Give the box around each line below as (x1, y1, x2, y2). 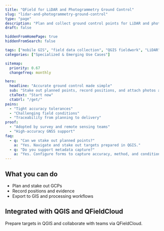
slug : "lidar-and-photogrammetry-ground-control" (5, 12, 108, 17)
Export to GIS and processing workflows (12, 193, 94, 199)
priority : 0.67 (9, 66, 41, 70)
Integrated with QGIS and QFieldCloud (5, 208, 123, 216)
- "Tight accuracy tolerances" (9, 106, 73, 111)
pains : (5, 101, 19, 107)
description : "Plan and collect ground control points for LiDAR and (5, 21, 150, 26)
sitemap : (5, 61, 23, 66)
